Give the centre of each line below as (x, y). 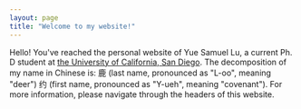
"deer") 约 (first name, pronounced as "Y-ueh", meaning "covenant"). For (146, 84)
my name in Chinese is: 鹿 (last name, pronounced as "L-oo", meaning (141, 73)
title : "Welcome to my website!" (73, 26)
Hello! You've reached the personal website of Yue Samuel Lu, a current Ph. (151, 52)
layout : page (34, 18)
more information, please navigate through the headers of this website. (142, 94)
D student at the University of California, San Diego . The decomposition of (148, 62)
